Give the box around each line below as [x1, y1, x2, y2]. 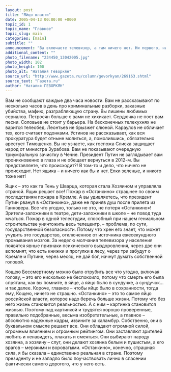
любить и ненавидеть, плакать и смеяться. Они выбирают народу [5, 333, 150, 339]
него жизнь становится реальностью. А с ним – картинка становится [5, 301, 156, 307]
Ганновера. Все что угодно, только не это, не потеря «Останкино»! [5, 204, 152, 210]
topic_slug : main [5, 31, 42, 36]
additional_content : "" [5, 50, 56, 55]
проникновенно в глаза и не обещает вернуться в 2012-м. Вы [5, 156, 140, 163]
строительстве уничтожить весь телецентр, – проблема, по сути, [5, 221, 148, 227]
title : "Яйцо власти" [5, 12, 51, 17]
